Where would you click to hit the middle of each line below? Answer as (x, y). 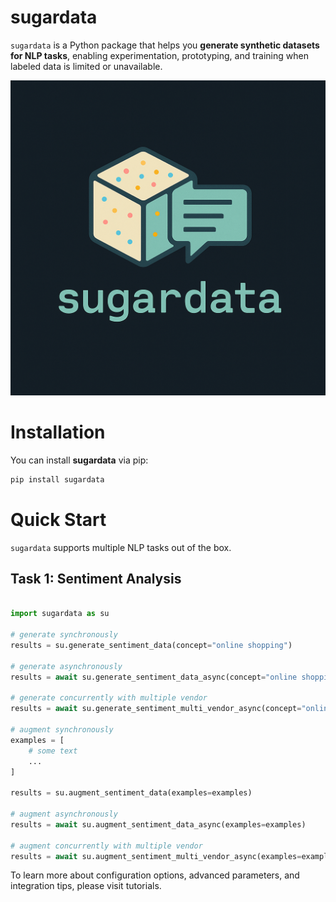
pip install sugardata (57, 479)
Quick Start (58, 519)
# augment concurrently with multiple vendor (106, 846)
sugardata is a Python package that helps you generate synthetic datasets (165, 45)
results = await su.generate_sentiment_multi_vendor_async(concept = (156, 709)
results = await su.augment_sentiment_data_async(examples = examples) (158, 824)
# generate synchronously (64, 635)
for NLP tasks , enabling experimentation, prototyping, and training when (159, 55)
